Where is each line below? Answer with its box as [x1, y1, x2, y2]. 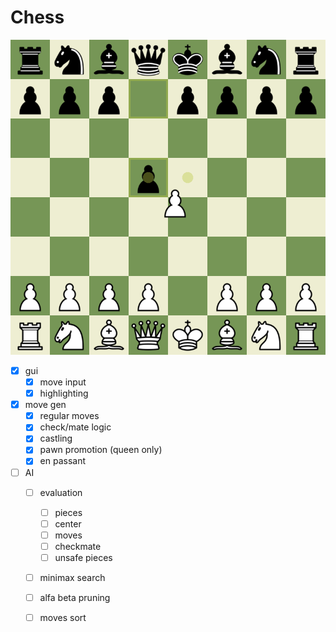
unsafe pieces [54, 551, 113, 563]
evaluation [39, 486, 83, 498]
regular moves [39, 410, 100, 422]
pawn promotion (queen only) [39, 444, 163, 456]
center [54, 517, 82, 530]
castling [39, 432, 73, 445]
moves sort [39, 612, 87, 624]
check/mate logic [39, 421, 112, 433]
